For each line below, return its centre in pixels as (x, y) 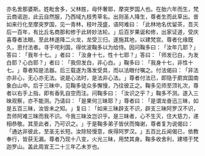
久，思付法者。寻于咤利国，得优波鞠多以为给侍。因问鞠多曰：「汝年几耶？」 (103, 47)
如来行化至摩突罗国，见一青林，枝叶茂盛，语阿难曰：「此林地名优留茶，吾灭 (103, 24)
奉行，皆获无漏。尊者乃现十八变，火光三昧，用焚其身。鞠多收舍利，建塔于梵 (103, 139)
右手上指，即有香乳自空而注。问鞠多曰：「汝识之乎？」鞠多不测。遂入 (105, 93)
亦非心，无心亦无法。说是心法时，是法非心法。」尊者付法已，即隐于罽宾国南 (103, 78)
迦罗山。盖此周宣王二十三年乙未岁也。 (54, 147)
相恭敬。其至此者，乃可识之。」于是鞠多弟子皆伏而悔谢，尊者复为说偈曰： (100, 124)
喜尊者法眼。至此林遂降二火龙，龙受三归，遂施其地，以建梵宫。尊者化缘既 (100, 39)
